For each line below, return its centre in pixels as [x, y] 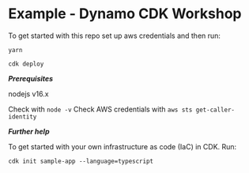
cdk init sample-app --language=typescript [81, 161]
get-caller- [215, 110]
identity [23, 117]
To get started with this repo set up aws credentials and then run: [115, 36]
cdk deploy [26, 64]
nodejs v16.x [28, 94]
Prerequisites [31, 78]
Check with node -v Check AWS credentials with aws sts [100, 109]
